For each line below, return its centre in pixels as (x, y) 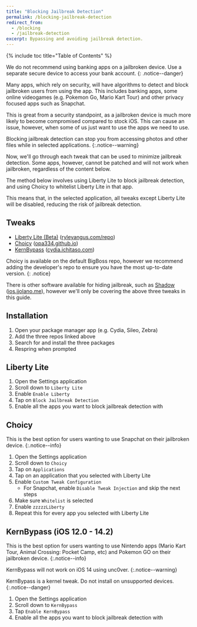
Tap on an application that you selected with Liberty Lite (83, 476)
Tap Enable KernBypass (42, 611)
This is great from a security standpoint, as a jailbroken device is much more (98, 115)
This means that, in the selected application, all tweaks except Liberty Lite (96, 198)
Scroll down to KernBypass (46, 605)
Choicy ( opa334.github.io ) (46, 243)
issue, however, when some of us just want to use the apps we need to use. (98, 127)
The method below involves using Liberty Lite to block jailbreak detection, (96, 180)
